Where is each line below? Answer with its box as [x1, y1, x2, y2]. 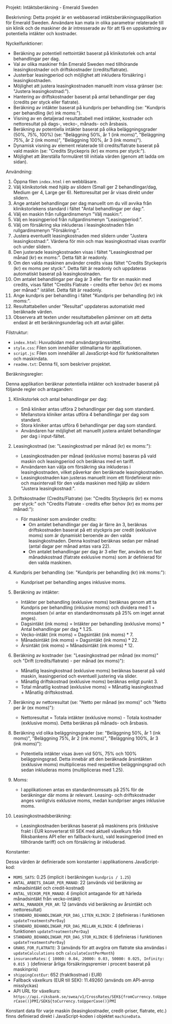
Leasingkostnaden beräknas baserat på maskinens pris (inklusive [20, 823, 159, 828]
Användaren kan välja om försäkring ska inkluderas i [20, 464, 131, 470]
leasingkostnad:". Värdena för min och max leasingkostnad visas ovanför [13, 238, 166, 244]
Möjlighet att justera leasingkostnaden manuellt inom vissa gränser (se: [13, 83, 163, 89]
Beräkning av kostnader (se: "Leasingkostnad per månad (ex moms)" [13, 652, 159, 658]
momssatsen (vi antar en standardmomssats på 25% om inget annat [20, 610, 165, 616]
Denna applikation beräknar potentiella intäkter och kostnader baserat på [6, 381, 160, 387]
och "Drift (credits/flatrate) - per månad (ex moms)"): [13, 658, 125, 664]
